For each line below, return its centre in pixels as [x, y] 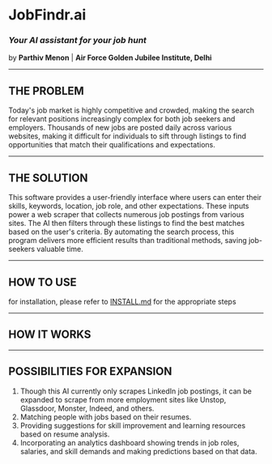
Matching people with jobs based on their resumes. [106, 417]
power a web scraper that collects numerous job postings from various [126, 215]
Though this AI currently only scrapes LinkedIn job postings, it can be [136, 391]
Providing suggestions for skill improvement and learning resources [133, 425]
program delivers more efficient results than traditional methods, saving [127, 241]
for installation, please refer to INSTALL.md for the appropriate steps [122, 301]
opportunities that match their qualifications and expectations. [112, 145]
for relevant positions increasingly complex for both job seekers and [122, 119]
